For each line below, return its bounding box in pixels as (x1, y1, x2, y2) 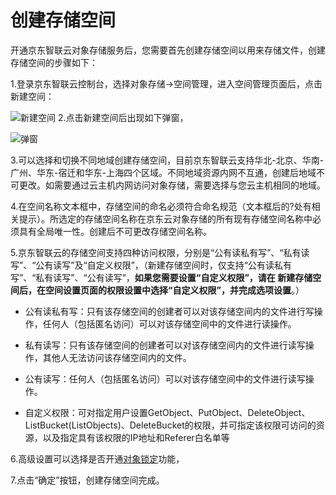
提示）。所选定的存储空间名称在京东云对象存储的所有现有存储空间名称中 (18, 212, 313, 225)
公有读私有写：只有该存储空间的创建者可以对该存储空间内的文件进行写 (24, 305, 315, 317)
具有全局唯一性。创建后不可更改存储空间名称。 (18, 225, 212, 237)
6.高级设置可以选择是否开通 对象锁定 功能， (10, 452, 185, 465)
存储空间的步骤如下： (10, 56, 98, 68)
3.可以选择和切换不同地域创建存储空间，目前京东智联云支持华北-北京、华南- (10, 154, 325, 166)
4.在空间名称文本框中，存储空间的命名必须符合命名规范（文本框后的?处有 (10, 200, 312, 212)
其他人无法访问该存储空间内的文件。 (42, 351, 192, 363)
